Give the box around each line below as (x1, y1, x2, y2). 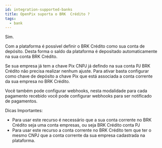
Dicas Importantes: (5, 108, 43, 114)
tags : (5, 16, 16, 21)
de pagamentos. (5, 98, 38, 104)
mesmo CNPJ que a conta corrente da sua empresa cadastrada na (12, 132, 146, 138)
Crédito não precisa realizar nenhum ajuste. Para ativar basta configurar (5, 68, 149, 74)
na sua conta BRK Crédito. (5, 54, 58, 60)
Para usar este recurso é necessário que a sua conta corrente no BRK (12, 117, 152, 123)
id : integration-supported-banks (5, 7, 73, 12)
